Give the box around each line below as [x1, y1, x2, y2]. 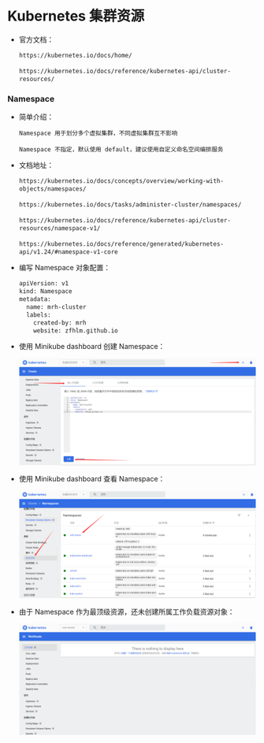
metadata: [18, 295, 52, 303]
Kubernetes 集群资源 [7, 7, 145, 25]
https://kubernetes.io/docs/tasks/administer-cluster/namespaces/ [18, 201, 242, 209]
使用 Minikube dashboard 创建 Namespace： [18, 342, 165, 351]
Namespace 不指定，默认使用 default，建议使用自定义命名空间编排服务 [18, 146, 224, 154]
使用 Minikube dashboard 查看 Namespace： [18, 474, 165, 483]
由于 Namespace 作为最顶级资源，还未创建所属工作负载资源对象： [18, 607, 235, 616]
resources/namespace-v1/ [18, 225, 101, 232]
